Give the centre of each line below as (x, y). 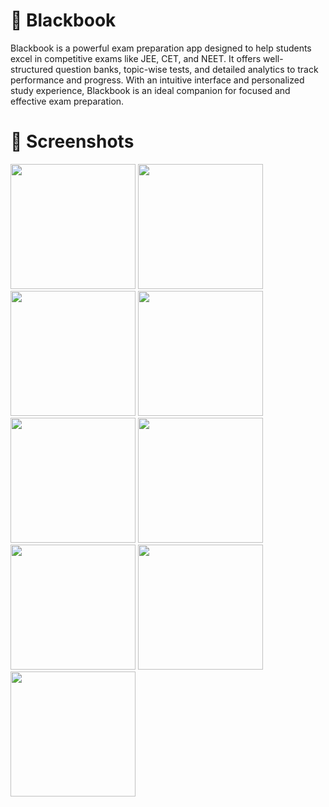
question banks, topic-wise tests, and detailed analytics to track (187, 69)
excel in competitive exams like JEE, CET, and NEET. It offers (136, 58)
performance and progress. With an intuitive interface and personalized (157, 80)
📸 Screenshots (72, 141)
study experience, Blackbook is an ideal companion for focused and (150, 90)
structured (32, 69)
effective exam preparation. (67, 101)
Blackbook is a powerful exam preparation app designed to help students (161, 48)
